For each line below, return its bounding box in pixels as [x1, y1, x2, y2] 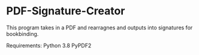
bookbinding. [6, 30, 39, 37]
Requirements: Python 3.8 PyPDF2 [6, 42, 92, 49]
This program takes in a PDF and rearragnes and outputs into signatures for [6, 24, 193, 31]
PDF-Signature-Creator [6, 4, 125, 18]
